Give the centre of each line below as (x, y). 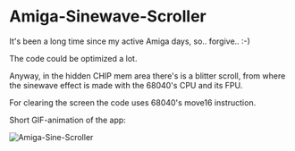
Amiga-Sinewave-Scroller (108, 17)
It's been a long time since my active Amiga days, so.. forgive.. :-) (130, 41)
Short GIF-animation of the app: (68, 120)
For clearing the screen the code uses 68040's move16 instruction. (133, 102)
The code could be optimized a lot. (73, 58)
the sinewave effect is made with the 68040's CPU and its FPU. (126, 85)
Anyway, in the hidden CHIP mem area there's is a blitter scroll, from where (147, 75)
